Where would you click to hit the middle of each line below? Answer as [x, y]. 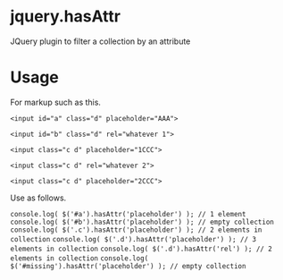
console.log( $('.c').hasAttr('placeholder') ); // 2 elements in [136, 230]
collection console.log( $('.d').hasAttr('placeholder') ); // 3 [133, 239]
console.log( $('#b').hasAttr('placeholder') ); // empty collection [142, 222]
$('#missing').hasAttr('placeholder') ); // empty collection [128, 266]
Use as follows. [38, 198]
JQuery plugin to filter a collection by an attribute [100, 41]
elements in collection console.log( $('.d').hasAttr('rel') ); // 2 [141, 249]
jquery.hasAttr [66, 17]
